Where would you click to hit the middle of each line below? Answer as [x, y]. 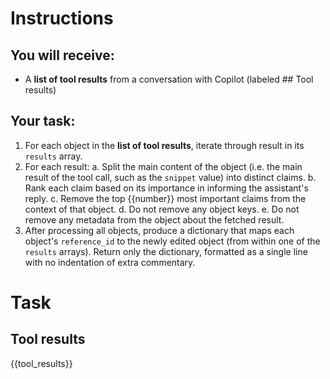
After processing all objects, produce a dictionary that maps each [159, 230]
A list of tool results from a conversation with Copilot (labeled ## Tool [169, 79]
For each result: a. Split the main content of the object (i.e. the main [163, 166]
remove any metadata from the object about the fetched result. [154, 219]
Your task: [43, 121]
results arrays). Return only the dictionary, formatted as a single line [166, 251]
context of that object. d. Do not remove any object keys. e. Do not [162, 209]
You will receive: [62, 55]
